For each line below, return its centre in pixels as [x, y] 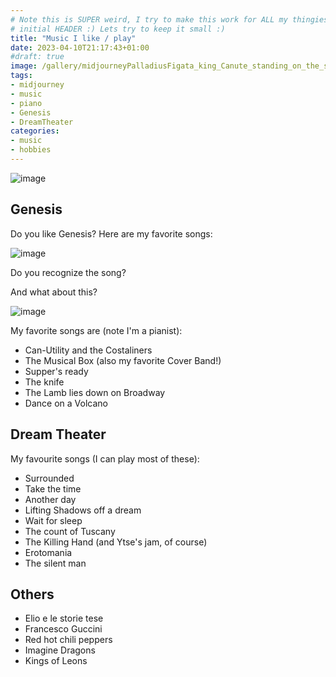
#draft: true [37, 57]
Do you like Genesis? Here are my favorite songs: [111, 233]
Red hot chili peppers [68, 640]
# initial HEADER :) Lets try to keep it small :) [118, 29]
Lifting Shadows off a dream [83, 510]
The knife [44, 382]
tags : [21, 76]
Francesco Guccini [63, 629]
